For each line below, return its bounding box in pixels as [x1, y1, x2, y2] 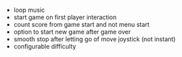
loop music [13, 6, 45, 14]
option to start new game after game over [13, 27, 131, 36]
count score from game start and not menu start [13, 21, 150, 28]
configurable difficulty [13, 43, 77, 50]
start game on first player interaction [13, 13, 117, 21]
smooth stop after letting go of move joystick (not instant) [13, 35, 176, 43]
